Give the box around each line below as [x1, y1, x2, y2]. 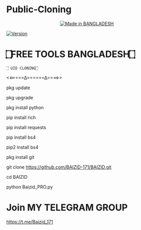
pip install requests [6, 124, 46, 130]
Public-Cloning [6, 4, 72, 15]
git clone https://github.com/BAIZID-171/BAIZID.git [6, 164, 112, 170]
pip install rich [6, 114, 36, 120]
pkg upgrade [6, 94, 33, 100]
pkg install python [6, 104, 44, 111]
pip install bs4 [6, 134, 36, 140]
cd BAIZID [6, 174, 28, 180]
